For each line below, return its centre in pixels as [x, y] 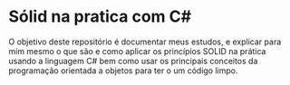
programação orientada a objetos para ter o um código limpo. [123, 71]
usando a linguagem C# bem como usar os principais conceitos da [133, 61]
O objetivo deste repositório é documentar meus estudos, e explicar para [145, 42]
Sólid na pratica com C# [100, 17]
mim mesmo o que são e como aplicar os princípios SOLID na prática [137, 51]
